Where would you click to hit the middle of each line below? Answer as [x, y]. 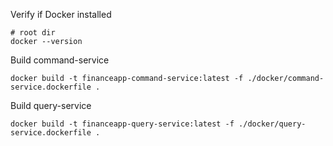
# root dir [33, 33]
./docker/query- [272, 124]
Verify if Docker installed [61, 14]
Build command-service [60, 60]
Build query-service [51, 105]
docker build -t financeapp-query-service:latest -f [122, 124]
